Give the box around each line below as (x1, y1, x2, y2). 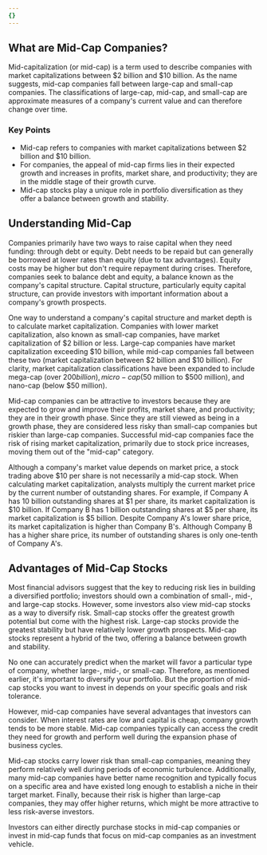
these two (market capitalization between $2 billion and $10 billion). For (8, 355, 243, 364)
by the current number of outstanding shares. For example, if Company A (8, 487, 249, 497)
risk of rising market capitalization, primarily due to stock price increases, (8, 438, 249, 447)
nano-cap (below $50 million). (8, 380, 108, 390)
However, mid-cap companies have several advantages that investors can (8, 707, 251, 716)
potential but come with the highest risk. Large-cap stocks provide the (8, 617, 239, 626)
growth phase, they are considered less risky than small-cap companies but (8, 421, 257, 431)
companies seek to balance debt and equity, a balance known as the (8, 272, 234, 282)
